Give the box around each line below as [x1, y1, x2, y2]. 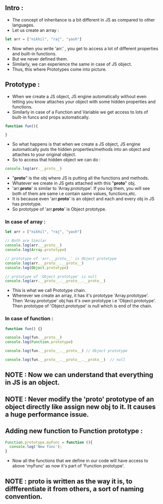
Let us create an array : [12, 27, 59, 33]
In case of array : [5, 218, 46, 225]
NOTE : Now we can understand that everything [5, 371, 154, 379]
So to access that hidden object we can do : [12, 157, 101, 163]
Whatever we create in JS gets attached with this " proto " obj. [12, 180, 136, 186]
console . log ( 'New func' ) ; [9, 444, 62, 449]
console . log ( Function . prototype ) [5, 339, 73, 345]
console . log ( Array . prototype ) [5, 248, 67, 252]
